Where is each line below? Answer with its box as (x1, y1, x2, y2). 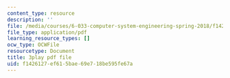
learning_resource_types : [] (7, 35, 90, 42)
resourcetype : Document (7, 48, 75, 55)
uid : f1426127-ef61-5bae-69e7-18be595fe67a (7, 60, 133, 67)
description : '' (7, 16, 53, 23)
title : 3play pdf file (7, 54, 72, 61)
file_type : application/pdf (7, 28, 88, 36)
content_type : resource (7, 9, 75, 17)
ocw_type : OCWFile (7, 41, 60, 48)
